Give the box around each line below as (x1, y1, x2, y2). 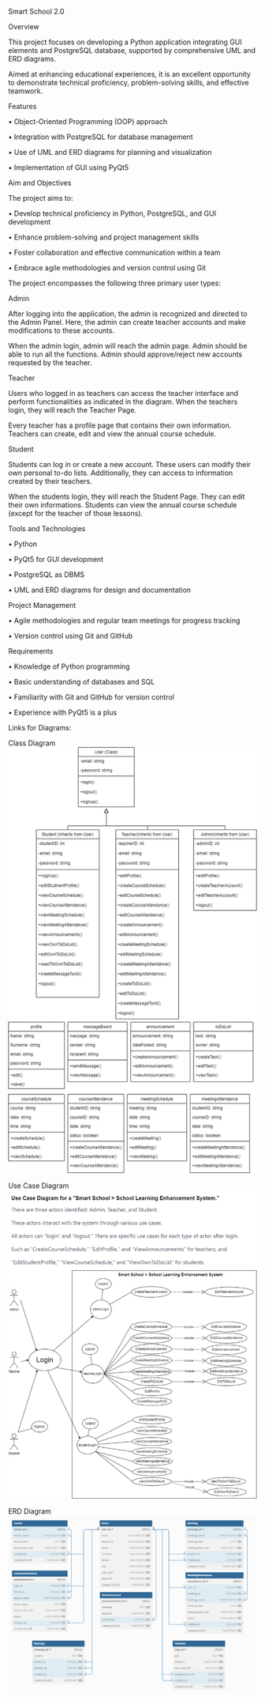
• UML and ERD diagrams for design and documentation (8, 585, 192, 594)
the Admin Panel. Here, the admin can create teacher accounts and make (8, 318, 246, 326)
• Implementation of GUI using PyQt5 (8, 163, 129, 172)
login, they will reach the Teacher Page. (8, 405, 136, 414)
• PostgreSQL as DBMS (8, 570, 85, 579)
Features (8, 102, 37, 111)
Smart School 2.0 (8, 7, 65, 16)
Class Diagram (8, 738, 56, 748)
